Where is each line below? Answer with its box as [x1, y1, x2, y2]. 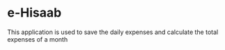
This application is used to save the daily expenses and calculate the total [7, 28, 219, 36]
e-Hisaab [7, 5, 62, 21]
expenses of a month [7, 35, 68, 43]
